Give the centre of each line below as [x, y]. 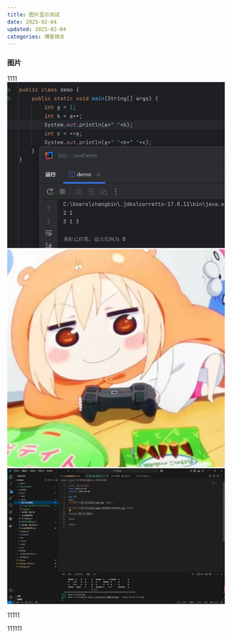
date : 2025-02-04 [32, 22]
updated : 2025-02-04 [37, 29]
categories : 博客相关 [36, 37]
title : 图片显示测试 [33, 15]
